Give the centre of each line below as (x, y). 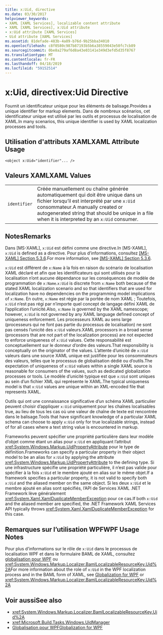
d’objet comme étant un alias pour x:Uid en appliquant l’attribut (68, 442)
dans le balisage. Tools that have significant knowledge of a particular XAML (81, 417)
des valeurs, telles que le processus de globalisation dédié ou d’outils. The (79, 361)
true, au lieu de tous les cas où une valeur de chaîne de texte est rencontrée (81, 412)
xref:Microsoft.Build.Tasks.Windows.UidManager (61, 622)
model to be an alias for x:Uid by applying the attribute (60, 457)
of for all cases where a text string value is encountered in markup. (72, 427)
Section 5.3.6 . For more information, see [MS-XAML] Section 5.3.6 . (86, 258)
